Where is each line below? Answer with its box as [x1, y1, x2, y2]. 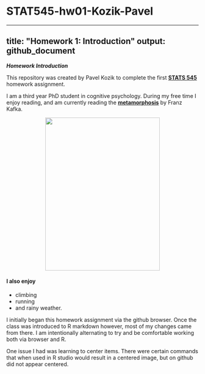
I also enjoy [6, 277, 36, 285]
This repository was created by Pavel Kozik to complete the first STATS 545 [6, 73, 197, 81]
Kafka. [6, 105, 23, 113]
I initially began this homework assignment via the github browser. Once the [6, 316, 197, 323]
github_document [6, 46, 76, 56]
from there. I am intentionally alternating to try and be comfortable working [6, 329, 194, 336]
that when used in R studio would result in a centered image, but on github [6, 354, 193, 361]
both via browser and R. [6, 335, 67, 343]
